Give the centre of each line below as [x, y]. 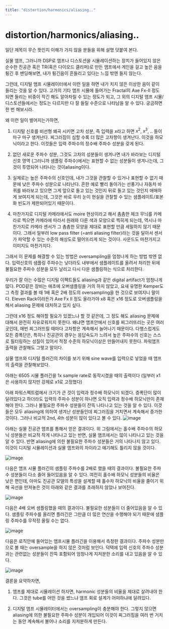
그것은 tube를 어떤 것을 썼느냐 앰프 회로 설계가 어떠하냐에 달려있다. [85, 598]
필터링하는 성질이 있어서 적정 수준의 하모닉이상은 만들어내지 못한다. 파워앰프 [85, 341]
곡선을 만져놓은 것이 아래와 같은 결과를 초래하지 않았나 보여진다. [73, 488]
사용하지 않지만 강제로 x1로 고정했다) [46, 382]
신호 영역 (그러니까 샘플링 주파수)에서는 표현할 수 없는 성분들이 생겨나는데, [86, 161]
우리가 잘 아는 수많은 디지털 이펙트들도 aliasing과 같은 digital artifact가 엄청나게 [84, 280]
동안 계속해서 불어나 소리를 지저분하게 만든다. [62, 621]
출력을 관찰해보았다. [30, 365]
